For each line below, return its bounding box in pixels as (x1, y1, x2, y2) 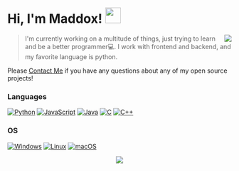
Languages (7, 91, 48, 101)
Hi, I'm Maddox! (7, 11, 103, 27)
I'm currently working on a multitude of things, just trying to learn (24, 34, 216, 43)
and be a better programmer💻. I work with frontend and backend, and (24, 42, 231, 51)
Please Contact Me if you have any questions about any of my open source (7, 66, 228, 75)
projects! (7, 73, 33, 82)
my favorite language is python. (24, 52, 118, 61)
